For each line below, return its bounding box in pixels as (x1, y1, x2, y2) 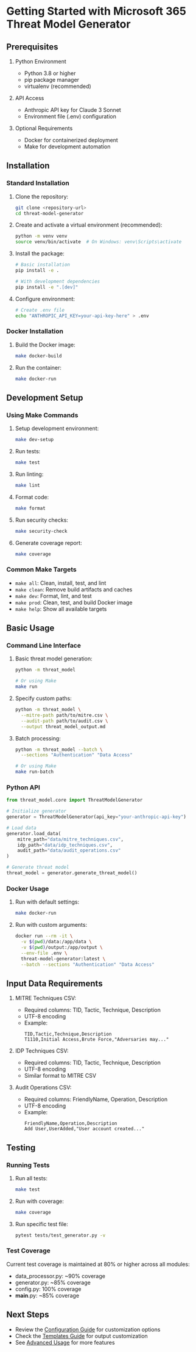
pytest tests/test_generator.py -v (15, 1232, 106, 1238)
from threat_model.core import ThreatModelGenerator (6, 797, 143, 803)
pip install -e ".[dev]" (15, 284, 79, 290)
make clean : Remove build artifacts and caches (15, 585, 133, 593)
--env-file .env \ (21, 950, 68, 956)
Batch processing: (15, 734, 61, 742)
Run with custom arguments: (15, 921, 87, 929)
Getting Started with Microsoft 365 (6, 4, 187, 18)
